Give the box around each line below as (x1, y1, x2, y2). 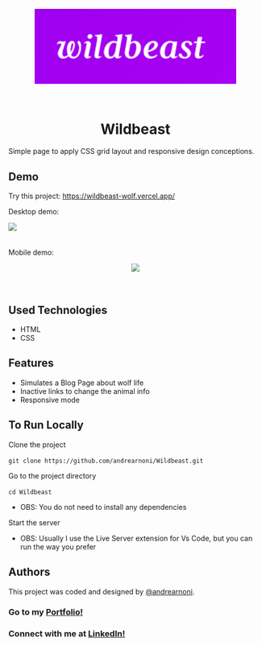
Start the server (8, 517, 60, 528)
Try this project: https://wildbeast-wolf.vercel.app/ (8, 191, 176, 201)
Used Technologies (8, 303, 107, 317)
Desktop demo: (8, 207, 60, 217)
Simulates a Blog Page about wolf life (19, 378, 144, 387)
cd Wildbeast (8, 488, 52, 496)
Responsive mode (19, 395, 81, 404)
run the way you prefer (19, 541, 97, 552)
